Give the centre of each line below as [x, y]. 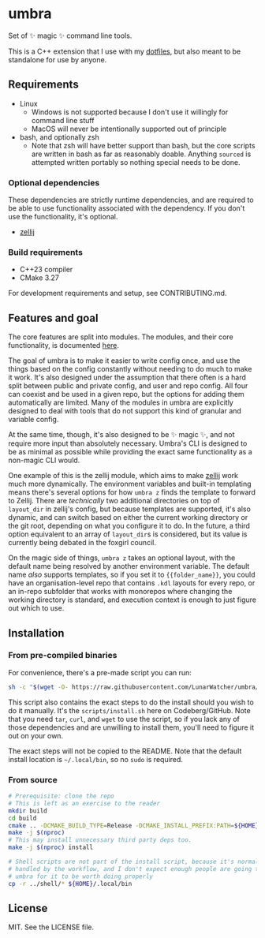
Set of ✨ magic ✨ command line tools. [70, 36]
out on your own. [36, 735]
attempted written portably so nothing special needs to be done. [136, 162]
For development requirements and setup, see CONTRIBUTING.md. [118, 293]
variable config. [34, 420]
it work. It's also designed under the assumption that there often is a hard [127, 377]
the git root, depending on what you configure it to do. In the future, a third [129, 526]
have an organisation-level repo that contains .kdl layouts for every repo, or [132, 583]
